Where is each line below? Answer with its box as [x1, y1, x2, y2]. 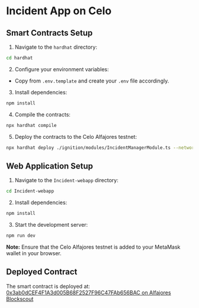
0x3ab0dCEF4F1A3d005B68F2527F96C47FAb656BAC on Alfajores [6, 289, 171, 296]
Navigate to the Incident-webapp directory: [14, 177, 118, 184]
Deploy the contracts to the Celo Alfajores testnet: [14, 133, 137, 140]
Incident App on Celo [6, 4, 112, 18]
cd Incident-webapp [6, 188, 54, 194]
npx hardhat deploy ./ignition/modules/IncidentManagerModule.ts [6, 144, 171, 151]
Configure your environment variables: [14, 65, 110, 72]
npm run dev [6, 233, 36, 239]
